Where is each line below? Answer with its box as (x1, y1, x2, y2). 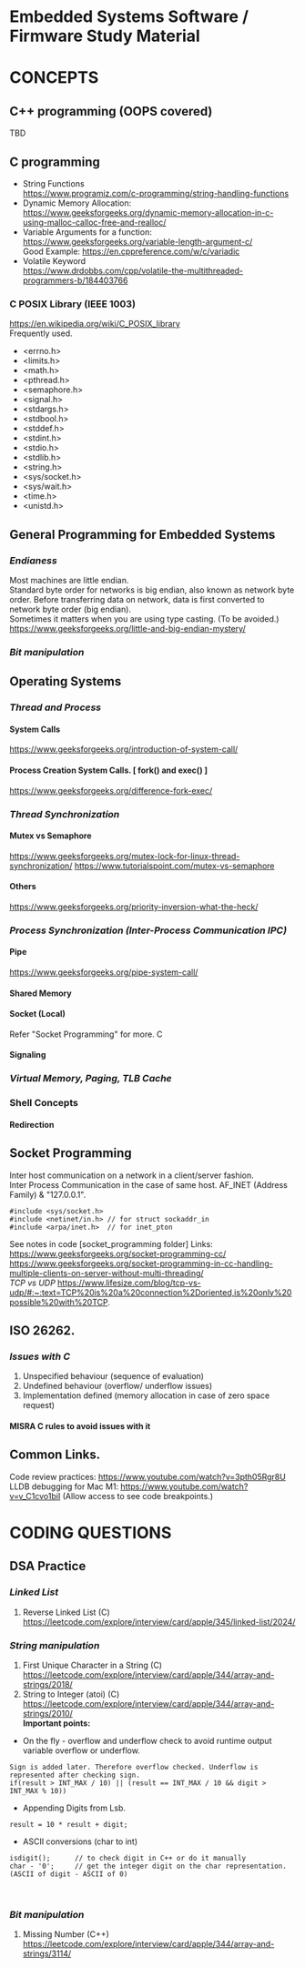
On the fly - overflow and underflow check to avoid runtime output (22, 1735, 272, 1746)
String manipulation (9, 1638, 100, 1651)
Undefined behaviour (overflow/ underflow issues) (22, 1381, 213, 1392)
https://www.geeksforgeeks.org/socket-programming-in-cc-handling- (9, 1258, 273, 1269)
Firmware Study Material (9, 25, 200, 46)
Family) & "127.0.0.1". (9, 1189, 86, 1200)
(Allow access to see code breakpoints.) (62, 1490, 214, 1501)
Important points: (22, 1718, 91, 1729)
